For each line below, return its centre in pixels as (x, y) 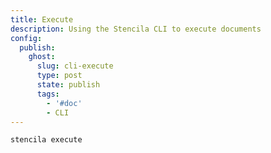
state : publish (68, 85)
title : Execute (42, 19)
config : (26, 38)
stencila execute (46, 140)
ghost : (42, 57)
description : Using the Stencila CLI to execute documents (136, 29)
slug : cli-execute (75, 66)
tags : (48, 94)
